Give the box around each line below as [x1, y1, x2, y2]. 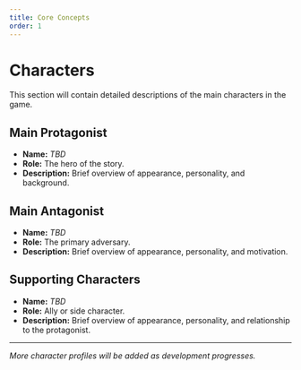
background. [21, 177, 70, 188]
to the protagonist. [21, 324, 91, 335]
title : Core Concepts [9, 13, 90, 22]
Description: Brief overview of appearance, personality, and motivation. [21, 246, 288, 257]
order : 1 [9, 22, 42, 30]
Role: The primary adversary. [21, 237, 131, 247]
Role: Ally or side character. [21, 305, 125, 316]
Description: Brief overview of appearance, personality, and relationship [21, 314, 291, 325]
